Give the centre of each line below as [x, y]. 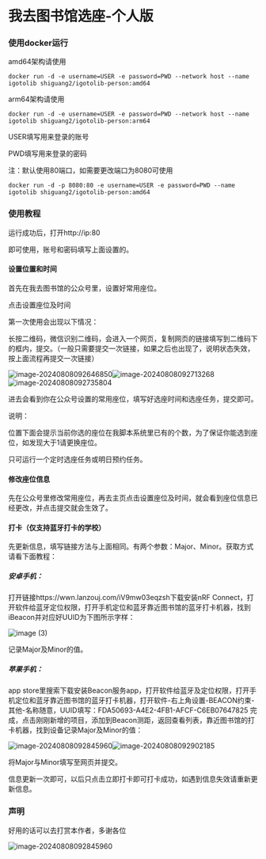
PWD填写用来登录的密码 [47, 154]
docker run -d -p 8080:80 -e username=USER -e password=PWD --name [122, 186]
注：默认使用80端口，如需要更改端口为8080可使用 [91, 170]
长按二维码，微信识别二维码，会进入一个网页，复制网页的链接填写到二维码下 [133, 338]
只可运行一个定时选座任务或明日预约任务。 [78, 459]
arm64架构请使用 [36, 99]
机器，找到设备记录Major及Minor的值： [79, 730]
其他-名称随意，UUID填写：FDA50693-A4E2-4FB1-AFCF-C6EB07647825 [128, 710]
